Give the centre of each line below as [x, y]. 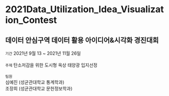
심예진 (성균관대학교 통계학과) [35, 82]
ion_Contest [31, 20]
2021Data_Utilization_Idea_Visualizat [84, 9]
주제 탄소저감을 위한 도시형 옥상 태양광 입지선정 [52, 65]
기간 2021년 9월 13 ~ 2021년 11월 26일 [43, 53]
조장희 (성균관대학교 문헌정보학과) [39, 88]
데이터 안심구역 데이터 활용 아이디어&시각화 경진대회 [82, 40]
